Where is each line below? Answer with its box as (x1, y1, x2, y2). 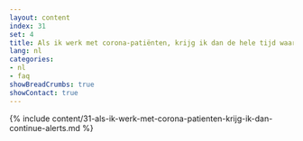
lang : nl (9, 47, 42, 56)
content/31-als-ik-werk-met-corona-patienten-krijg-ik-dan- (51, 113, 273, 124)
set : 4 (9, 30, 34, 39)
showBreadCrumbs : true (9, 80, 95, 89)
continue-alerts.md (9, 122, 81, 133)
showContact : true (9, 88, 78, 97)
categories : (9, 55, 54, 64)
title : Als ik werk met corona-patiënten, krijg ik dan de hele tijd (9, 38, 277, 48)
